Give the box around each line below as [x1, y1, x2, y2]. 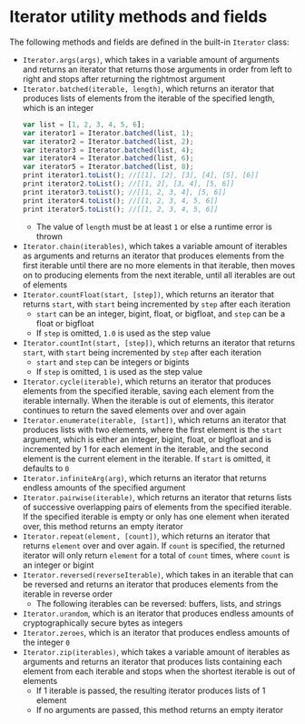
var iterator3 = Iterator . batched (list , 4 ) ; [22, 146, 194, 155]
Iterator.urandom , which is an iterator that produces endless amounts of [22, 608, 294, 618]
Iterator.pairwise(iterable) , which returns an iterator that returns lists [22, 491, 292, 502]
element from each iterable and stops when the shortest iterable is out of [22, 666, 296, 677]
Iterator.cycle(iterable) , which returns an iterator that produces [22, 376, 271, 387]
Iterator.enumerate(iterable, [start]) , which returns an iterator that [22, 414, 287, 425]
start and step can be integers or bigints [35, 357, 190, 367]
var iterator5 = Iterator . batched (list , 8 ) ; [22, 162, 194, 172]
